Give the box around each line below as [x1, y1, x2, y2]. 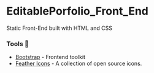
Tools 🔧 [6, 40, 29, 48]
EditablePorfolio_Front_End [6, 4, 149, 18]
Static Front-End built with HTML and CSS [6, 24, 112, 32]
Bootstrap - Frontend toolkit [15, 54, 86, 61]
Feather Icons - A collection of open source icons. [15, 60, 142, 68]
